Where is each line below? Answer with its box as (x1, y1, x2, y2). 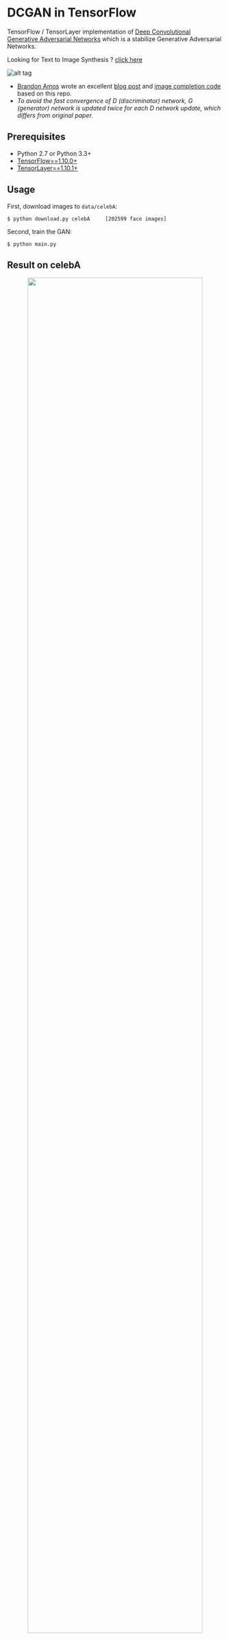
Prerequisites (7, 131, 66, 143)
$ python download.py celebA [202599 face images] (7, 215, 167, 222)
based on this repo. (16, 89, 72, 97)
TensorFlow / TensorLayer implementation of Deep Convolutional (7, 27, 191, 36)
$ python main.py (7, 240, 57, 248)
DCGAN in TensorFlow (7, 5, 137, 21)
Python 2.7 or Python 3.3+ (16, 149, 92, 157)
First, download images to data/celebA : (7, 202, 118, 210)
